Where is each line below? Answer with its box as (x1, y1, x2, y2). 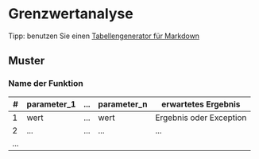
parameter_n (98, 99, 148, 110)
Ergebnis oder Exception (154, 112, 247, 123)
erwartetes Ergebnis (161, 99, 241, 110)
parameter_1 (26, 99, 76, 110)
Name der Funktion (8, 78, 83, 89)
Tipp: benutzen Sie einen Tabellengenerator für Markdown (8, 31, 200, 41)
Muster (8, 54, 45, 68)
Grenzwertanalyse (8, 5, 133, 23)
